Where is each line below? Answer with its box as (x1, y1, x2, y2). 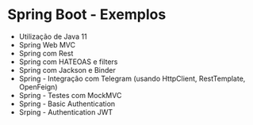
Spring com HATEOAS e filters (18, 57, 118, 66)
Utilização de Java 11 (18, 32, 88, 41)
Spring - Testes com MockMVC (18, 90, 122, 100)
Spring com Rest (18, 48, 74, 58)
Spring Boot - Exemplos (7, 6, 167, 24)
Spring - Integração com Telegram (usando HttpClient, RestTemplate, (18, 74, 246, 83)
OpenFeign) (18, 81, 58, 92)
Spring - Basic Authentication (18, 99, 116, 108)
